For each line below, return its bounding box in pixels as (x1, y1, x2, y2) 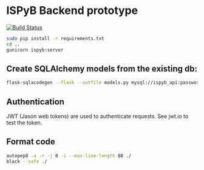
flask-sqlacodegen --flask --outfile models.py (6, 80, 129, 86)
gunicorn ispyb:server (6, 47, 64, 53)
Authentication (6, 97, 65, 107)
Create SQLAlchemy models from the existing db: (6, 63, 197, 73)
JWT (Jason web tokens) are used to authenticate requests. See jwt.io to (6, 113, 189, 120)
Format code (6, 137, 56, 147)
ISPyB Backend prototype (6, 4, 138, 18)
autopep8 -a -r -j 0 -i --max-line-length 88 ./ (6, 152, 132, 158)
